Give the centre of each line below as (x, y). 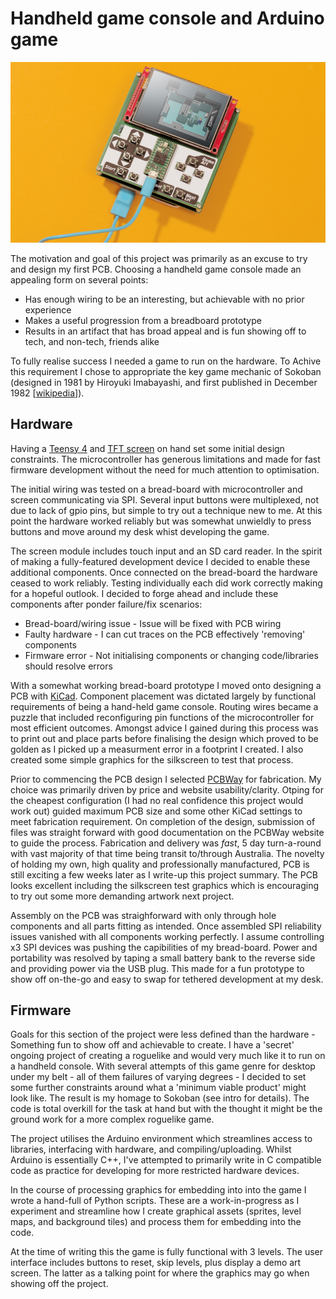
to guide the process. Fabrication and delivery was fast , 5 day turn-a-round (166, 843)
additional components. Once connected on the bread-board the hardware (164, 572)
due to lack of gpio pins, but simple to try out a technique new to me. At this (166, 510)
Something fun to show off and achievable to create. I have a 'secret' (152, 1045)
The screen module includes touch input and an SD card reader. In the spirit (166, 551)
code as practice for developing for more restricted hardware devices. (155, 1171)
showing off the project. (59, 1284)
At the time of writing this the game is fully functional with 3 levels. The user (166, 1252)
